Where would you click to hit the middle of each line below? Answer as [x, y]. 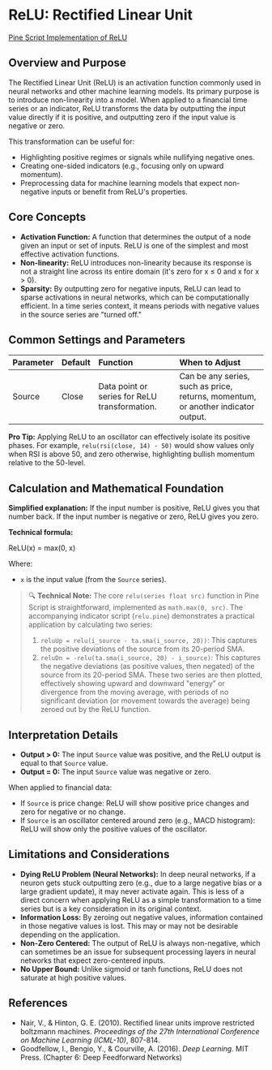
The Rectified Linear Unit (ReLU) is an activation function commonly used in [135, 82]
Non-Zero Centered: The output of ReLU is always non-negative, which [140, 943]
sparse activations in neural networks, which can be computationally [134, 297]
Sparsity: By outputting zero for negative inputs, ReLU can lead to [130, 288]
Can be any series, [215, 377]
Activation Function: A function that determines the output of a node [135, 236]
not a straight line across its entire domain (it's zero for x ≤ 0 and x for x [140, 271]
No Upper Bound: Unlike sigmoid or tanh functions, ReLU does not [131, 969]
